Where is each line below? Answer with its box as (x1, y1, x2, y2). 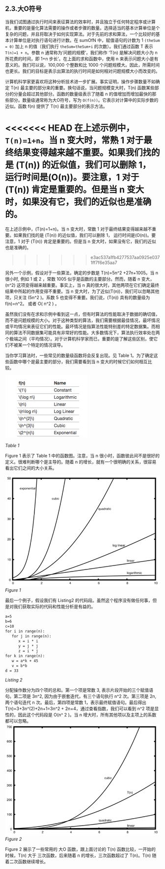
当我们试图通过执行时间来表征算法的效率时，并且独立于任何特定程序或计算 (5, 19, 156, 25)
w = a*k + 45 (11, 658, 38, 664)
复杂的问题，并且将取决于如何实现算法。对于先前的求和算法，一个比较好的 (5, 31, 156, 37)
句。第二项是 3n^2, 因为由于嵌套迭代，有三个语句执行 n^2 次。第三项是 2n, (5, 693, 157, 699)
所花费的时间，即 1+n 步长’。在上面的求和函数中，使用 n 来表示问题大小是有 (5, 56, 159, 62)
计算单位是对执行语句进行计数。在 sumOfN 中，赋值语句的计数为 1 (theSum (9, 37, 160, 43)
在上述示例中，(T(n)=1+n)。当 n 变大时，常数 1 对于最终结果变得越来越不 (5, 226, 152, 232)
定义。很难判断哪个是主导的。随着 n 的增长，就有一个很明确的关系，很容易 (5, 458, 157, 465)
